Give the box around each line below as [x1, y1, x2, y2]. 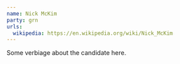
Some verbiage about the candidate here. [6, 49, 127, 57]
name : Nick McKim [6, 10, 57, 17]
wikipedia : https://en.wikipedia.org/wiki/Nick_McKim [13, 29, 173, 37]
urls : [6, 23, 22, 30]
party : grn [6, 17, 39, 24]
